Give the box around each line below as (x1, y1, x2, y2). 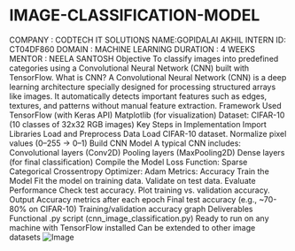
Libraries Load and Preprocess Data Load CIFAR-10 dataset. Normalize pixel (9, 128, 287, 139)
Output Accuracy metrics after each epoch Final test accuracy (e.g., (9, 194, 257, 204)
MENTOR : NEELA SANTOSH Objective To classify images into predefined (9, 53, 279, 64)
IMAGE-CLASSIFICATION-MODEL (9, 5, 260, 26)
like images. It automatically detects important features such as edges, (9, 90, 268, 102)
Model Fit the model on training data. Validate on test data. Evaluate (9, 175, 256, 186)
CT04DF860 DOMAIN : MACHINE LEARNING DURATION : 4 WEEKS (9, 43, 255, 54)
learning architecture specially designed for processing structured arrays (9, 81, 276, 92)
